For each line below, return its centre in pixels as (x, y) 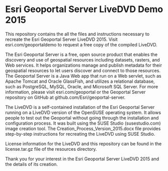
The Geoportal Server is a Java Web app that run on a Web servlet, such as (83, 76)
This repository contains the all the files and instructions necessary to (77, 34)
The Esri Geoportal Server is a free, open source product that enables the (81, 54)
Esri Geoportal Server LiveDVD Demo (84, 9)
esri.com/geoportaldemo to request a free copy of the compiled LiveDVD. (81, 44)
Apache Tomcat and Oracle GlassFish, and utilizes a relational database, (80, 81)
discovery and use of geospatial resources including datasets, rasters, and (82, 60)
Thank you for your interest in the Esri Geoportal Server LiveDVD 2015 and (82, 159)
